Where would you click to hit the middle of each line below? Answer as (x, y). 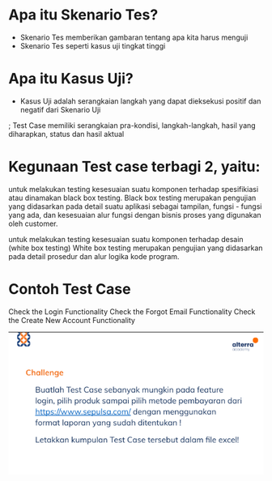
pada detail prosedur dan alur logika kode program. (94, 256)
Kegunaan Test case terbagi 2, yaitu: (134, 167)
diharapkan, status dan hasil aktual (66, 134)
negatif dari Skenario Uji (60, 109)
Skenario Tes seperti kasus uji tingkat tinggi (93, 45)
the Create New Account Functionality (72, 320)
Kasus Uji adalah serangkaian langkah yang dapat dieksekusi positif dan (140, 101)
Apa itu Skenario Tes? (83, 15)
